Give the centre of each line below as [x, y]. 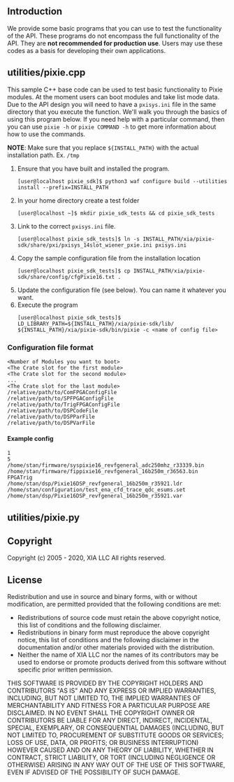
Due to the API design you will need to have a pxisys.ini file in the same [112, 104]
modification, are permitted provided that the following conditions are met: [114, 604]
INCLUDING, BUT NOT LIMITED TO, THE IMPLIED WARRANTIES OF [104, 698]
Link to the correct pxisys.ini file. [67, 226]
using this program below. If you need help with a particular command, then [116, 119]
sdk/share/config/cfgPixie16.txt [66, 277]
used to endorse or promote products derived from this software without [122, 662]
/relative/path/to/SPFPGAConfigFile [60, 398]
